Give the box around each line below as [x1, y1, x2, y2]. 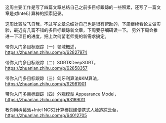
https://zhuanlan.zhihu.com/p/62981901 [5, 81, 86, 86]
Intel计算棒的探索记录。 [18, 10, 66, 16]
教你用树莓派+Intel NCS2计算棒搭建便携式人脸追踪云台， [5, 107, 121, 113]
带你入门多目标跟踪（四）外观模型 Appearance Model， [5, 91, 119, 97]
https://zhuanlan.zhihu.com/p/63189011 [5, 97, 85, 102]
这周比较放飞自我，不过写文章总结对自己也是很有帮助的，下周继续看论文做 [5, 21, 157, 27]
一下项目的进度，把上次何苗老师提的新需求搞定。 [9, 34, 109, 39]
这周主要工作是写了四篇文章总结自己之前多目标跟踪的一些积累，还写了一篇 [5, 4, 157, 10]
